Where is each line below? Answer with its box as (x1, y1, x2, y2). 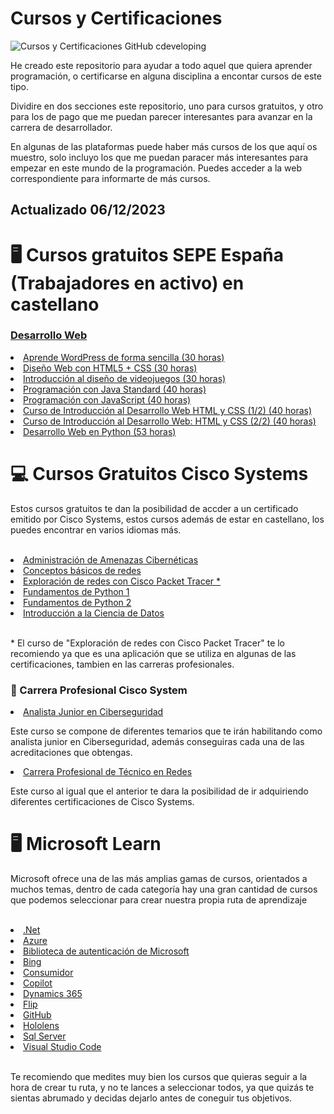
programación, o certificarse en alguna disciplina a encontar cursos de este (10, 70, 322, 82)
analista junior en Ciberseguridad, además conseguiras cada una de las (10, 736, 305, 748)
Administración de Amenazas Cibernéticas (23, 553, 199, 566)
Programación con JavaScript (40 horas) (23, 393, 192, 406)
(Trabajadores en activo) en (10, 272, 245, 294)
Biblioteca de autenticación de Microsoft (23, 945, 190, 957)
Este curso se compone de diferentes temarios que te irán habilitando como (10, 725, 323, 737)
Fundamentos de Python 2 (23, 596, 132, 608)
